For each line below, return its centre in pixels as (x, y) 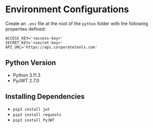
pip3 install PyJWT (34, 120)
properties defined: (26, 29)
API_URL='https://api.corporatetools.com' (51, 47)
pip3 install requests (37, 115)
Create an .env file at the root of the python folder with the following (77, 23)
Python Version (31, 63)
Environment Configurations (67, 9)
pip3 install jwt (31, 109)
